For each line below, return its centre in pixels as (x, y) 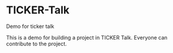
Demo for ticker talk (30, 26)
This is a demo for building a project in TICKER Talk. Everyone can (87, 37)
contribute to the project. (36, 44)
